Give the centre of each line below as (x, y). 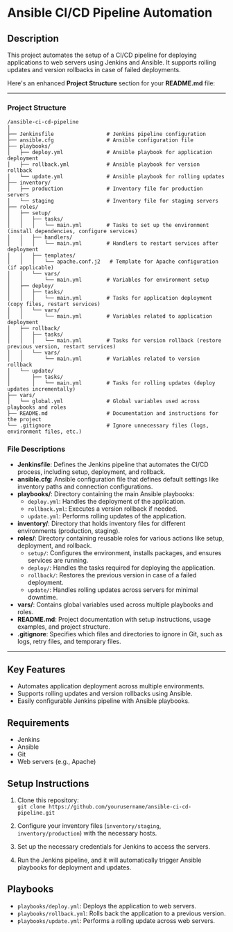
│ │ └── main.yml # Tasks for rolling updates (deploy (111, 383)
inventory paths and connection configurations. (85, 486)
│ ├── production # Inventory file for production (105, 189)
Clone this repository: (48, 800)
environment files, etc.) (44, 432)
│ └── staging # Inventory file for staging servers (113, 201)
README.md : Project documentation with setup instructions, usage (114, 619)
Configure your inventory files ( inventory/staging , (89, 826)
